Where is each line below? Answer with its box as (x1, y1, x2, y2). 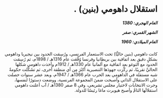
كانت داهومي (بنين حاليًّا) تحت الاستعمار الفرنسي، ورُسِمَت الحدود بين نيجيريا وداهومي (4, 51, 158, 57)
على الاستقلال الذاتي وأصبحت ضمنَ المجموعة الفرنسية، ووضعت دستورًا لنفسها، (14, 77, 158, 83)
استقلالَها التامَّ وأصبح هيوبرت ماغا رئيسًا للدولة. (74, 87, 158, 93)
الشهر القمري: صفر (122, 29, 158, 35)
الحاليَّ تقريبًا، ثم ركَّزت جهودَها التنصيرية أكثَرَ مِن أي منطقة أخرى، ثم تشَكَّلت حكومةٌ (9, 67, 158, 73)
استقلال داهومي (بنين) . (73, 3, 158, 15)
